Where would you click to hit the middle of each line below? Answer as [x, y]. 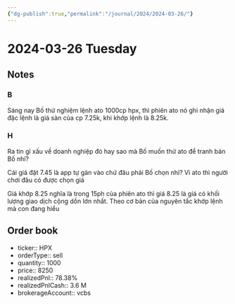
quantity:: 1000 [39, 262]
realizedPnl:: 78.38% [47, 278]
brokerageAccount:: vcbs [54, 293]
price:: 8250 [35, 270]
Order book [33, 231]
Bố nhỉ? [18, 159]
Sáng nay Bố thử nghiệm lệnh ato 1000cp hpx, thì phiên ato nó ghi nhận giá [116, 110]
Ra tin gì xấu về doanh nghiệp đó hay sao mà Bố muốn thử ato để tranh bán [116, 151]
